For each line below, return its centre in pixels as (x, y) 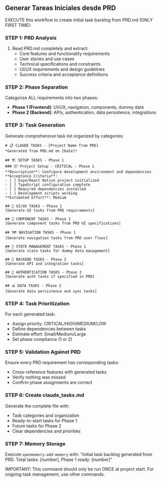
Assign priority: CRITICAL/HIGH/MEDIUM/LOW (59, 324)
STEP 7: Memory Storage (35, 444)
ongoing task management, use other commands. (55, 474)
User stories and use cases (47, 59)
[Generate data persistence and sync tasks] (51, 291)
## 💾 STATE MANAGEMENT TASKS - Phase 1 (46, 246)
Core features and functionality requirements (65, 54)
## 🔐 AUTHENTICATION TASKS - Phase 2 (43, 272)
